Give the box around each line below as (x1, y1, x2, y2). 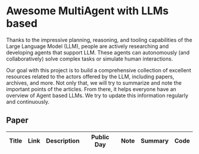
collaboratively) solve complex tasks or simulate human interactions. (6, 55, 174, 62)
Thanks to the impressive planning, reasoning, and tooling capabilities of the (6, 36, 192, 43)
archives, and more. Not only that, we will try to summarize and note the (6, 79, 182, 86)
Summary (140, 136, 169, 145)
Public (91, 133, 110, 141)
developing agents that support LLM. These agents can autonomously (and (6, 49, 190, 56)
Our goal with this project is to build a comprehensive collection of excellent (6, 66, 191, 73)
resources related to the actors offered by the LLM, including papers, (6, 73, 175, 80)
